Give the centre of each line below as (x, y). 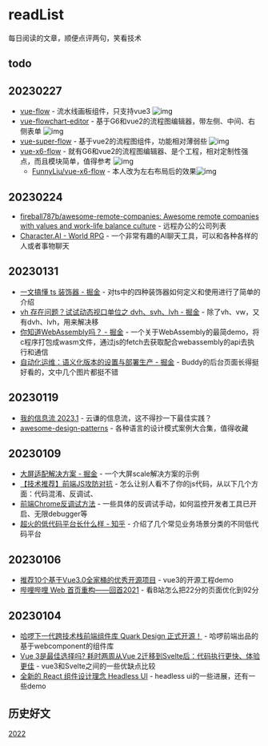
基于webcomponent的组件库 (67, 646)
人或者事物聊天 (44, 245)
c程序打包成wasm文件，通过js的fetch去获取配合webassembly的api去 (134, 341)
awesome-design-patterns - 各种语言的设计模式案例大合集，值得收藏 (134, 428)
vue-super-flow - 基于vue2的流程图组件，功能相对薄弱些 (114, 141)
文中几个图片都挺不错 (83, 372)
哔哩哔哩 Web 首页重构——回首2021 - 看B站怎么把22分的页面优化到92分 (139, 590)
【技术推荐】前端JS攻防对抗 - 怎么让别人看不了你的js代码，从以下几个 (136, 484)
